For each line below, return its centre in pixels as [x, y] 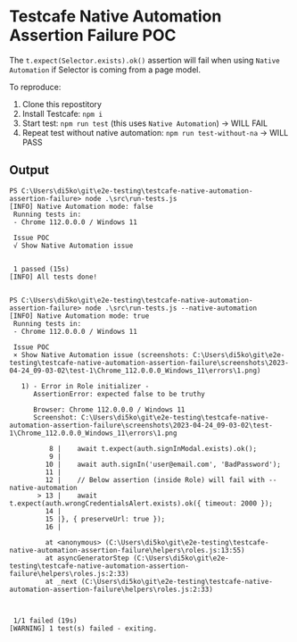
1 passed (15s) [41, 269]
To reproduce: [35, 87]
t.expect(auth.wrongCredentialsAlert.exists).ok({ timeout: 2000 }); [141, 503]
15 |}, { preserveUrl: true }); [105, 519]
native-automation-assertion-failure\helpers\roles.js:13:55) [127, 550]
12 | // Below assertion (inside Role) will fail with [155, 479]
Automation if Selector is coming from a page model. [105, 70]
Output [29, 170]
